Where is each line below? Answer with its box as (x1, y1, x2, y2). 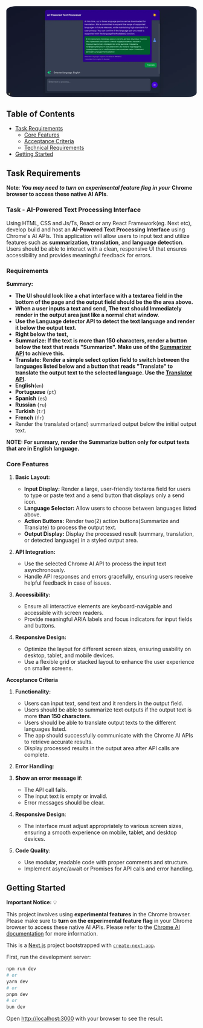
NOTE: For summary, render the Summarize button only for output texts (6, 438, 190, 446)
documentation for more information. (6, 930, 98, 937)
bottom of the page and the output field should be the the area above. (14, 298, 193, 306)
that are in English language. (6, 445, 80, 452)
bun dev (6, 1004, 26, 1010)
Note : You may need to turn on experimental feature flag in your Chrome (6, 184, 193, 191)
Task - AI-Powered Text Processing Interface (6, 205, 141, 214)
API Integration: (14, 548, 56, 556)
